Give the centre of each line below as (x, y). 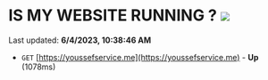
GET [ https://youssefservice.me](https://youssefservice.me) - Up (140, 57)
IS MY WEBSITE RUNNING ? (113, 16)
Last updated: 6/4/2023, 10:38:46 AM (80, 40)
